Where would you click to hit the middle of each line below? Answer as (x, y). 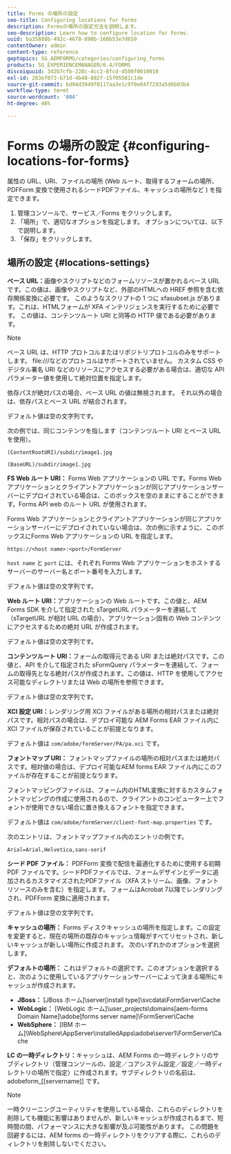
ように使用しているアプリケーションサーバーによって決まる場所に (124, 976)
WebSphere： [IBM (45, 1024)
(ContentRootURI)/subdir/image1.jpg (60, 452)
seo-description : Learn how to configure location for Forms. (98, 33)
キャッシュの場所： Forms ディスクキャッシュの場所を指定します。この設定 (114, 927)
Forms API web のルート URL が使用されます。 (84, 504)
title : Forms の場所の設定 (43, 13)
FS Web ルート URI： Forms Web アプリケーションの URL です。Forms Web (114, 478)
